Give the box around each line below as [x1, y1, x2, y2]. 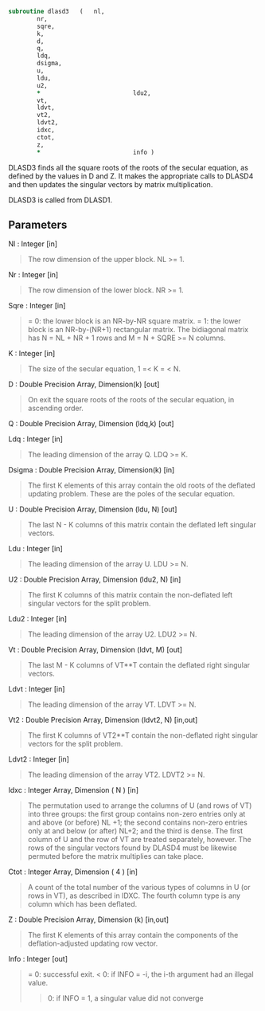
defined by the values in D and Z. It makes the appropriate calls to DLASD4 [8, 171, 254, 181]
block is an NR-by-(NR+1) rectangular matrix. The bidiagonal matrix [27, 325, 249, 335]
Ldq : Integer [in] [8, 434, 64, 444]
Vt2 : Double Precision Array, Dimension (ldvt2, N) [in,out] [8, 715, 198, 725]
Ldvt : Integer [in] [8, 684, 65, 694]
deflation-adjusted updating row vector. [27, 939, 158, 948]
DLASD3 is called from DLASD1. [8, 195, 113, 205]
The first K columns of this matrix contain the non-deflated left [27, 590, 233, 600]
